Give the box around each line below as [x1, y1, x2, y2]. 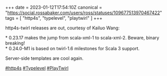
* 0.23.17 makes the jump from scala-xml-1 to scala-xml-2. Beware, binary [5, 35, 159, 41]
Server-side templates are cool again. [5, 55, 83, 61]
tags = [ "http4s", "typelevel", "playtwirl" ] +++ [5, 15, 103, 21]
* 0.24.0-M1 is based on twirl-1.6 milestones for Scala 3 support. [5, 46, 140, 51]
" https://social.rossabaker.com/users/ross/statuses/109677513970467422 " [5, 10, 162, 16]
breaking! [5, 40, 25, 46]
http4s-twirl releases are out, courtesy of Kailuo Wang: [5, 25, 120, 31]
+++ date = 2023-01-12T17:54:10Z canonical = [5, 5, 102, 10]
